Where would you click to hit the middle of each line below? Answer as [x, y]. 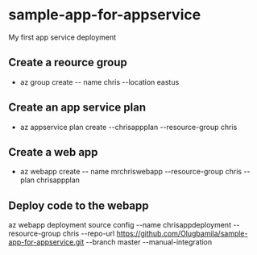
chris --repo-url [89, 234]
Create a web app [53, 152]
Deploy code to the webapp [79, 205]
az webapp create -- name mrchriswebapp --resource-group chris [131, 172]
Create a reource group [68, 63]
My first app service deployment [62, 37]
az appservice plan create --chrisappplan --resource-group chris [128, 127]
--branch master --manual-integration [149, 242]
